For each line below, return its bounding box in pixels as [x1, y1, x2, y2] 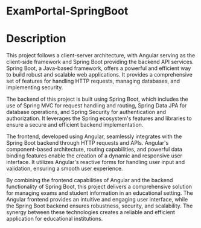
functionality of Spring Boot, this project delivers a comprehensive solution [6, 183, 192, 191]
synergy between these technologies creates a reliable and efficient [6, 209, 175, 216]
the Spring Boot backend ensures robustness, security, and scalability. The [6, 202, 193, 209]
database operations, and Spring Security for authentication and [6, 109, 166, 116]
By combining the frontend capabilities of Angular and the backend [6, 177, 173, 184]
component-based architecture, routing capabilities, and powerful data [6, 146, 183, 153]
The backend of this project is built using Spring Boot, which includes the [6, 95, 188, 103]
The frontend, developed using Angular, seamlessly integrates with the [6, 133, 182, 140]
